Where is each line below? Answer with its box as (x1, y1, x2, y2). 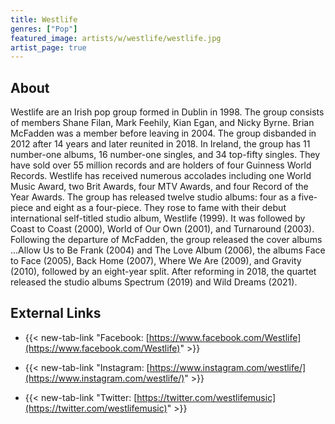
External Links (10, 305, 102, 322)
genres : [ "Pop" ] (10, 24, 78, 34)
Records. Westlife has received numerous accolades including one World (10, 170, 312, 182)
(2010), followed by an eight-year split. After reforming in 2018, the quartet (10, 266, 317, 278)
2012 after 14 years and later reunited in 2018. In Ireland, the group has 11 (10, 138, 311, 150)
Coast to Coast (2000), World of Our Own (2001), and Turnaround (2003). (10, 223, 315, 235)
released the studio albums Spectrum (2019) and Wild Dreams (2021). (10, 276, 298, 288)
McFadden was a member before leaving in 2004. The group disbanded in (10, 127, 317, 140)
